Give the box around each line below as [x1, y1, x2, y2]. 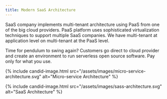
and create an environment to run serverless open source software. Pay [5, 53, 155, 59]
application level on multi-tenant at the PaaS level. [5, 38, 110, 44]
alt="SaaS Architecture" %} [5, 88, 63, 94]
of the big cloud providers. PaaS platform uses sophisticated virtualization [5, 26, 159, 33]
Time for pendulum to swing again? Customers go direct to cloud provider [5, 47, 159, 53]
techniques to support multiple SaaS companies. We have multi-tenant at [5, 32, 158, 38]
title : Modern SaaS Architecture [5, 7, 76, 13]
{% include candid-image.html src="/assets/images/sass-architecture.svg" [5, 83, 162, 89]
